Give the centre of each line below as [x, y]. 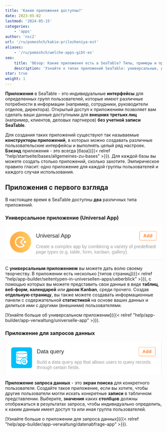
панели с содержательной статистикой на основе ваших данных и [77, 300]
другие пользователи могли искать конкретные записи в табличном [78, 393]
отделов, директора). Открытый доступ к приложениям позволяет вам [81, 109]
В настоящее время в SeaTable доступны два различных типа [71, 200]
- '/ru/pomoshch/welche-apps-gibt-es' [54, 52]
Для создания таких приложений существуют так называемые [72, 135]
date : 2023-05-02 [23, 16]
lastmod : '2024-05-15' [29, 21]
